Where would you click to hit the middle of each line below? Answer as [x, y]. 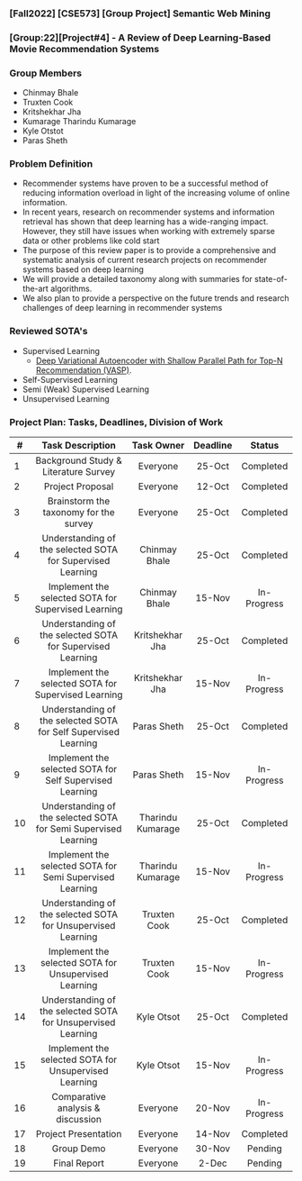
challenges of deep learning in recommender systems [122, 308]
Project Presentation [79, 1134]
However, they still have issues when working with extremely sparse [149, 232]
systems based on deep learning [83, 269]
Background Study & [79, 460]
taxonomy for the [79, 513]
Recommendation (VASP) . [84, 370]
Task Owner [158, 446]
